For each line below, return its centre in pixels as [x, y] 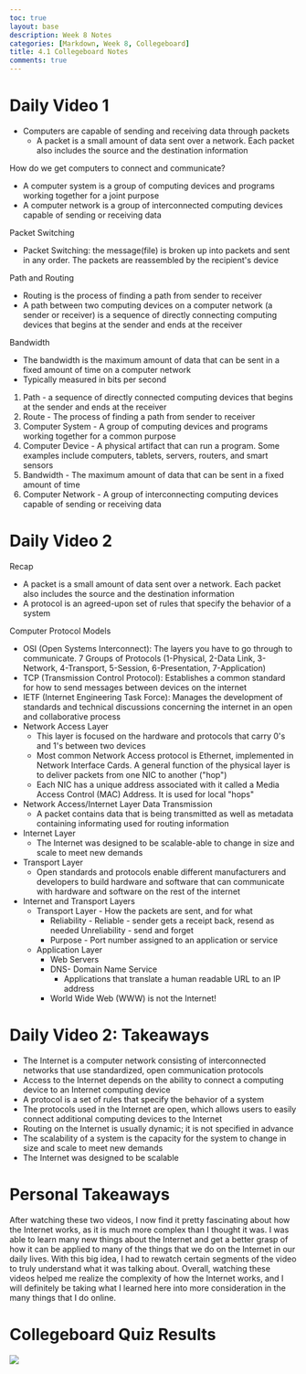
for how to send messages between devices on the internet [135, 687]
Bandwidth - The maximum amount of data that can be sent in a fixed [153, 474]
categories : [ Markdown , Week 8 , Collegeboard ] [100, 43]
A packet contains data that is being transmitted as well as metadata [165, 814]
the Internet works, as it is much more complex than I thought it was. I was [149, 1230]
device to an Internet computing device [96, 1090]
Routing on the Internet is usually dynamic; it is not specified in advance [158, 1128]
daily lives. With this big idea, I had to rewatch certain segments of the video [153, 1259]
